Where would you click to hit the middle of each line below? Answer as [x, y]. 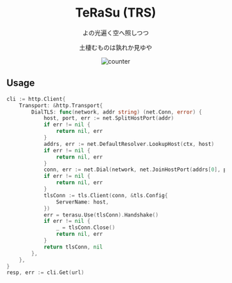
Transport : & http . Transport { [61, 105]
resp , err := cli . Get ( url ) [45, 273]
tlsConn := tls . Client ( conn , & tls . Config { [106, 195]
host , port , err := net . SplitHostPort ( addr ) [109, 118]
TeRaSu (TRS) [116, 13]
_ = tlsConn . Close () [86, 228]
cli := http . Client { [36, 99]
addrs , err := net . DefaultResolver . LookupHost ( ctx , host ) [129, 144]
